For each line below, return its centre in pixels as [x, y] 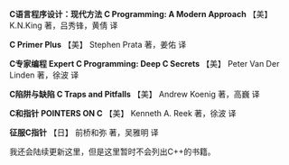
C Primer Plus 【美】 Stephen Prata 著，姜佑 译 [98, 45]
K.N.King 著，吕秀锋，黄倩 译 [64, 25]
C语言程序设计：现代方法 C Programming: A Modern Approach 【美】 [141, 14]
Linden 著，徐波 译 [44, 75]
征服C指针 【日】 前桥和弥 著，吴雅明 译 [84, 133]
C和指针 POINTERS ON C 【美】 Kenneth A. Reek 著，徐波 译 [123, 113]
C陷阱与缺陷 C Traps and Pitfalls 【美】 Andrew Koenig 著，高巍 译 [135, 94]
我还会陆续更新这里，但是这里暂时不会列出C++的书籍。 [112, 151]
